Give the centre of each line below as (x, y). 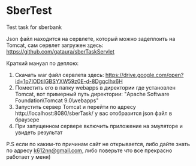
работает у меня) (28, 156)
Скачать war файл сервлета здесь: (59, 75)
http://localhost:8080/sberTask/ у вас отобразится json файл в (94, 113)
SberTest (29, 11)
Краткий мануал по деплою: (43, 63)
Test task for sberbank (34, 27)
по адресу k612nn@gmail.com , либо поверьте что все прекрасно (89, 150)
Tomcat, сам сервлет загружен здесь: (55, 45)
